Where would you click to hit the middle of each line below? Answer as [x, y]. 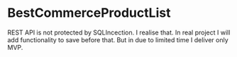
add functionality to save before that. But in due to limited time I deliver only [118, 39]
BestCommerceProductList [89, 13]
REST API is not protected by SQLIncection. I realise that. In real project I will [119, 32]
